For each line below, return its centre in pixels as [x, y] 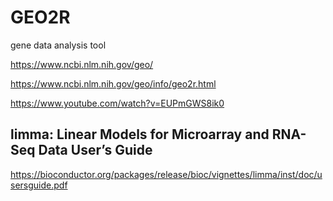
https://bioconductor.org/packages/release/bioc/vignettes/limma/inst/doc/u [166, 174]
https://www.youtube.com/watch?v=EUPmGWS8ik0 [117, 103]
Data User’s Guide [95, 150]
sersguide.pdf [39, 185]
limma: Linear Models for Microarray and [140, 134]
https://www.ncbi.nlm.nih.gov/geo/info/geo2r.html [113, 83]
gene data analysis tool [58, 45]
